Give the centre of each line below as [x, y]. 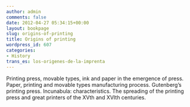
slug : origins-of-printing [40, 34]
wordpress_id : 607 [29, 45]
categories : [21, 51]
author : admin [24, 12]
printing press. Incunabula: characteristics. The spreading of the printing [95, 91]
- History [18, 56]
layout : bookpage [28, 28]
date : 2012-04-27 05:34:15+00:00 [48, 23]
